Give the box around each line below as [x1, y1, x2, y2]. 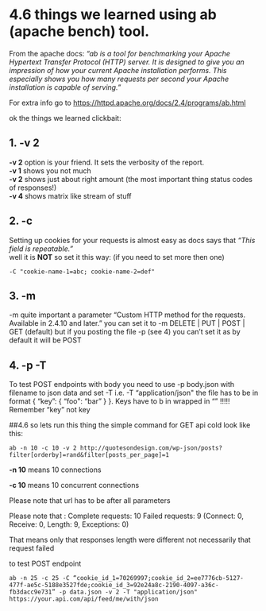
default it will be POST [9, 335, 82, 345]
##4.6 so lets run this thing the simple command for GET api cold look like [9, 420, 251, 430]
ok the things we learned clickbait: [9, 113, 121, 122]
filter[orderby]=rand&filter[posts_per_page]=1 [9, 451, 170, 459]
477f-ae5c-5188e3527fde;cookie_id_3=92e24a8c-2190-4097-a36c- [9, 582, 219, 590]
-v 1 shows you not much [9, 165, 92, 176]
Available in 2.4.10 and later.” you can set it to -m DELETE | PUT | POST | [9, 319, 245, 328]
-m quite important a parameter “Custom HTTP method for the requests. [9, 310, 246, 319]
